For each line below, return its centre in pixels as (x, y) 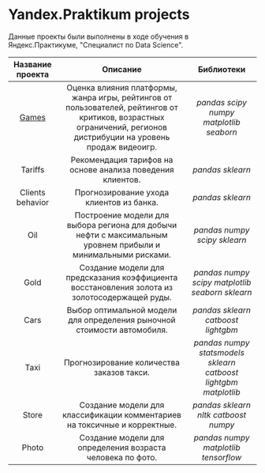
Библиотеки (222, 69)
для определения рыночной (122, 320)
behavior (33, 202)
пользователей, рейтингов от (122, 107)
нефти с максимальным (122, 235)
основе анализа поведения (122, 169)
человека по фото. (122, 457)
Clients (32, 192)
